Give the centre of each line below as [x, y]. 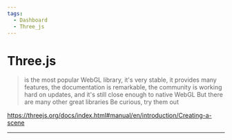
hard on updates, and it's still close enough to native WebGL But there [123, 95]
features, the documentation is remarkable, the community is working [123, 87]
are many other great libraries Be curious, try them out [101, 102]
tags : [15, 14]
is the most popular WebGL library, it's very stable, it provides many [120, 80]
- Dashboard [31, 20]
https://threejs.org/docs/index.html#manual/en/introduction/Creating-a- [109, 116]
